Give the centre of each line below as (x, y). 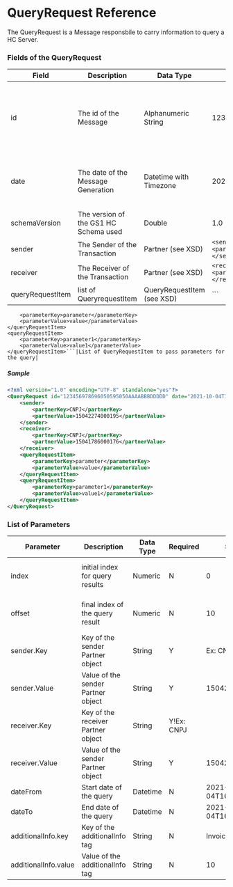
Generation (96, 190)
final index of (103, 605)
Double (156, 223)
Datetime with (166, 177)
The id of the (98, 113)
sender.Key (29, 651)
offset (20, 613)
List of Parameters (39, 524)
